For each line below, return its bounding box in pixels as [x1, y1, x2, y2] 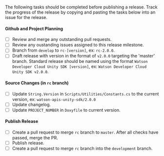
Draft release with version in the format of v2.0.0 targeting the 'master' [12, 53, 155, 59]
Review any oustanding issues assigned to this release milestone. [12, 42, 144, 48]
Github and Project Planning [5, 25, 63, 31]
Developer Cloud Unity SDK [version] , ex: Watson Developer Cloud [12, 63, 147, 70]
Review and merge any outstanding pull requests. [12, 37, 112, 42]
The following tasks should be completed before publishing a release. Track [5, 4, 158, 10]
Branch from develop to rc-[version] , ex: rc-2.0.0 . [12, 47, 115, 53]
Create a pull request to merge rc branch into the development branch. [12, 146, 153, 152]
